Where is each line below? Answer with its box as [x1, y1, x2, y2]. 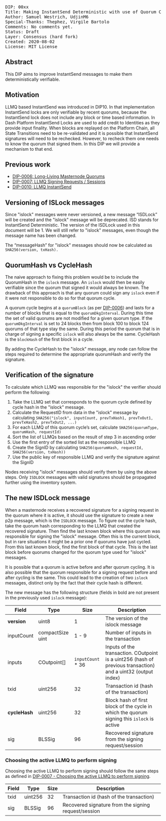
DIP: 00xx [5, 4, 29, 9]
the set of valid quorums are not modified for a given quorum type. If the [5, 315, 153, 321]
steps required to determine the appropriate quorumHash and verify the [5, 352, 151, 357]
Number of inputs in [105, 629, 152, 636]
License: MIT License [5, 44, 58, 49]
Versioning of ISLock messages [5, 198, 105, 207]
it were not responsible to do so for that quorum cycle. [5, 295, 116, 301]
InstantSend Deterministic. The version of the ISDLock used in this [5, 222, 140, 228]
